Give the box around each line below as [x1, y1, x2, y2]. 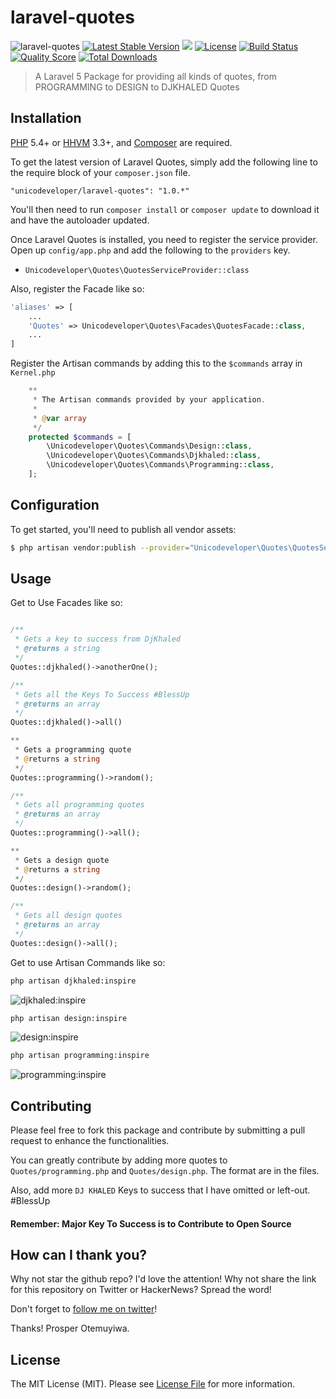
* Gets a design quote [14, 855, 110, 865]
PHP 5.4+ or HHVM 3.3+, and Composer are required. [10, 136, 233, 148]
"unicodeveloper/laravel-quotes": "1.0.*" [10, 186, 190, 196]
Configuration [10, 497, 100, 514]
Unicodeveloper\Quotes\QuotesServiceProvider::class [24, 265, 250, 275]
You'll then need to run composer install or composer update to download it [10, 203, 320, 215]
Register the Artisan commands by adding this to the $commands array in [10, 357, 303, 370]
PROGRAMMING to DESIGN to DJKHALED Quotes [34, 81, 240, 93]
